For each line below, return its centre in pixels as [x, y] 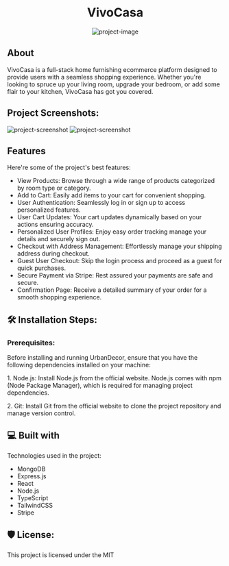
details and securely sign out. [59, 239]
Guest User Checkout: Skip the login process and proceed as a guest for [120, 261]
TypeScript [33, 497]
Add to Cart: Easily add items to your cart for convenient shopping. [111, 195]
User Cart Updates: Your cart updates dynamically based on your [109, 217]
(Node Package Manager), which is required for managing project [100, 386]
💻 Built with [34, 435]
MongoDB [31, 469]
